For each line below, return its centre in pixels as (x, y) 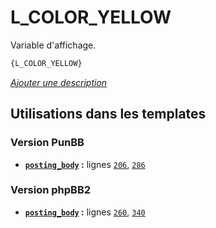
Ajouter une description (59, 82)
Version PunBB (47, 143)
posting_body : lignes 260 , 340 (85, 212)
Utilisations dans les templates (108, 114)
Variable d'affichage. (53, 45)
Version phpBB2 (51, 190)
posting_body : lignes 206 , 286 (85, 164)
